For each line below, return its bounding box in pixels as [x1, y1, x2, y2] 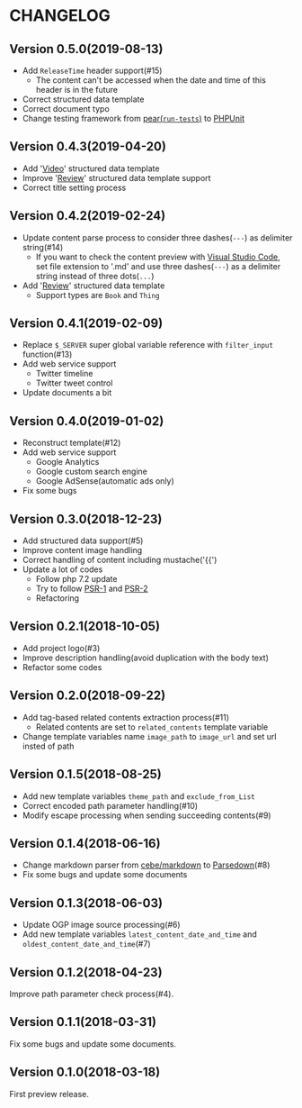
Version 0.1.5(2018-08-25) [9, 767, 162, 782]
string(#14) [22, 241, 64, 252]
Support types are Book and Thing [35, 289, 160, 300]
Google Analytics [35, 457, 100, 468]
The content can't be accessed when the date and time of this [35, 75, 267, 86]
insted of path [22, 740, 75, 751]
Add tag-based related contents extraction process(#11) [22, 712, 230, 722]
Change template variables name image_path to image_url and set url [22, 731, 277, 741]
